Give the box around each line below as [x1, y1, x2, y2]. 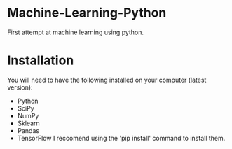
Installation [7, 52, 74, 69]
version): [7, 83, 33, 92]
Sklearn [17, 119, 40, 127]
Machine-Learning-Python [7, 5, 167, 21]
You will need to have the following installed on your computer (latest [7, 76, 207, 84]
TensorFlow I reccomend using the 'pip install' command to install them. [17, 134, 226, 142]
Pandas [17, 126, 40, 134]
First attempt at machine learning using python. [7, 28, 144, 36]
